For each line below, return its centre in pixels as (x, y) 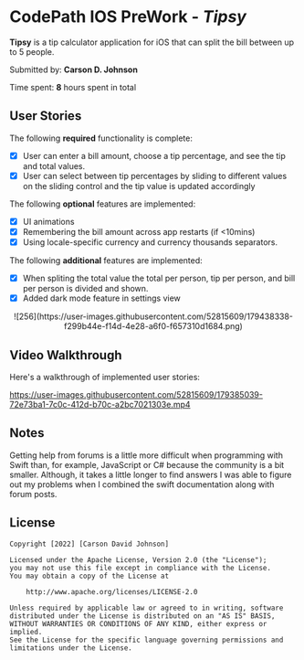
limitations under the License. (71, 648)
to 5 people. (32, 51)
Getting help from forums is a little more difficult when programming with (146, 455)
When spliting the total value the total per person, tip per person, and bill (159, 278)
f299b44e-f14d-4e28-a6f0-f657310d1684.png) (153, 326)
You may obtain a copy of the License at (89, 576)
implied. (26, 632)
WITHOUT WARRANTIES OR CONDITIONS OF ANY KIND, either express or (138, 623)
